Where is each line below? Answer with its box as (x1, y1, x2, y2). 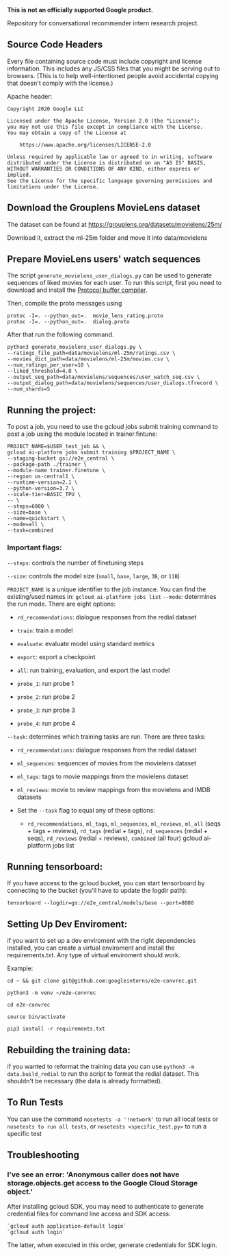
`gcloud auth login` (7, 1229, 66, 1236)
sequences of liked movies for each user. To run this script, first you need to (7, 279, 222, 287)
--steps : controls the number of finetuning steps (7, 558, 144, 567)
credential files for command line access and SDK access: (7, 1209, 171, 1218)
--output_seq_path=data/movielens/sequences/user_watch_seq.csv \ (7, 373, 200, 381)
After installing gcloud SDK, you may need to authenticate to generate (7, 1203, 204, 1211)
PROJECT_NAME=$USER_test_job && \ (7, 443, 106, 450)
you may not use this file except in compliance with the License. (7, 123, 204, 130)
